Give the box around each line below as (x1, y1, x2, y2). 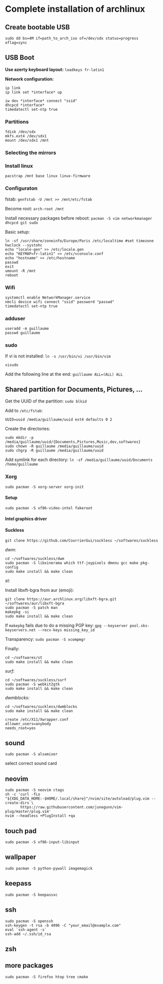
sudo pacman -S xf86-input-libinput (5, 840, 80, 845)
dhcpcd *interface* (5, 102, 45, 107)
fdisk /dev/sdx (5, 129, 36, 134)
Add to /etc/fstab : (5, 408, 43, 414)
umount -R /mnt (5, 268, 36, 273)
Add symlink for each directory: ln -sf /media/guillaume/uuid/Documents (5, 457, 153, 463)
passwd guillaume (5, 330, 41, 335)
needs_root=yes (5, 726, 36, 731)
